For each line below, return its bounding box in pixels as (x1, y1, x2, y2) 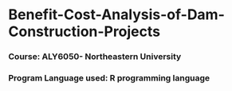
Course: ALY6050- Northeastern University (8, 51, 182, 62)
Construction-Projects (8, 22, 161, 41)
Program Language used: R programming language (8, 73, 210, 84)
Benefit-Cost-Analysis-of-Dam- (8, 6, 226, 24)
